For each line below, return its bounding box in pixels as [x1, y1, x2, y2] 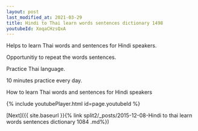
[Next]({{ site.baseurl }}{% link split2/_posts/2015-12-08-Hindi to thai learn [6, 112, 193, 119]
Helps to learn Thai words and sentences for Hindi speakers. [6, 42, 157, 49]
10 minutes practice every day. [6, 77, 83, 84]
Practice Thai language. [6, 65, 65, 73]
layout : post [6, 8, 39, 15]
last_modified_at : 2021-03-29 [6, 14, 83, 20]
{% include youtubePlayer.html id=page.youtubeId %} [6, 100, 141, 108]
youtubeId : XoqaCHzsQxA [6, 25, 66, 32]
